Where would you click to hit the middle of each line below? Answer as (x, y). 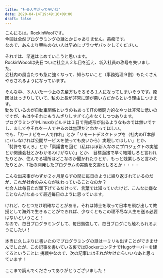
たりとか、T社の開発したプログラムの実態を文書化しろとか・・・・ (72, 165)
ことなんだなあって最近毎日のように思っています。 (56, 194)
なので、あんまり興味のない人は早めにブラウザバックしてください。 (73, 45)
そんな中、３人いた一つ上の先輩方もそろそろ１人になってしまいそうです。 (79, 92)
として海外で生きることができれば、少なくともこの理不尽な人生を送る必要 (83, 211)
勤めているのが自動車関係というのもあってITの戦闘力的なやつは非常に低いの (81, 110)
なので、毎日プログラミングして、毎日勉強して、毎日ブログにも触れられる (79, 224)
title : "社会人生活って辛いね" (33, 9)
